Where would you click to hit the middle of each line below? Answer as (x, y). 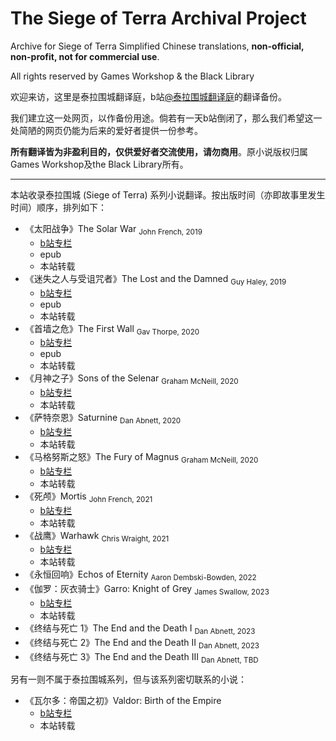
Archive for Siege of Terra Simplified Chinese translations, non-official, (157, 46)
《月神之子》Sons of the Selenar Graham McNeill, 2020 (131, 379)
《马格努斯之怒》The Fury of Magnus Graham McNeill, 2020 (141, 457)
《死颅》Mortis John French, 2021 (88, 497)
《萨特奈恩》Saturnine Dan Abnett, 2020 (103, 419)
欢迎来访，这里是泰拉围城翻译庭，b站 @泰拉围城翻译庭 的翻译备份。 (149, 96)
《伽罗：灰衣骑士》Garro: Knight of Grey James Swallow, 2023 (147, 590)
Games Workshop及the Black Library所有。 (99, 164)
